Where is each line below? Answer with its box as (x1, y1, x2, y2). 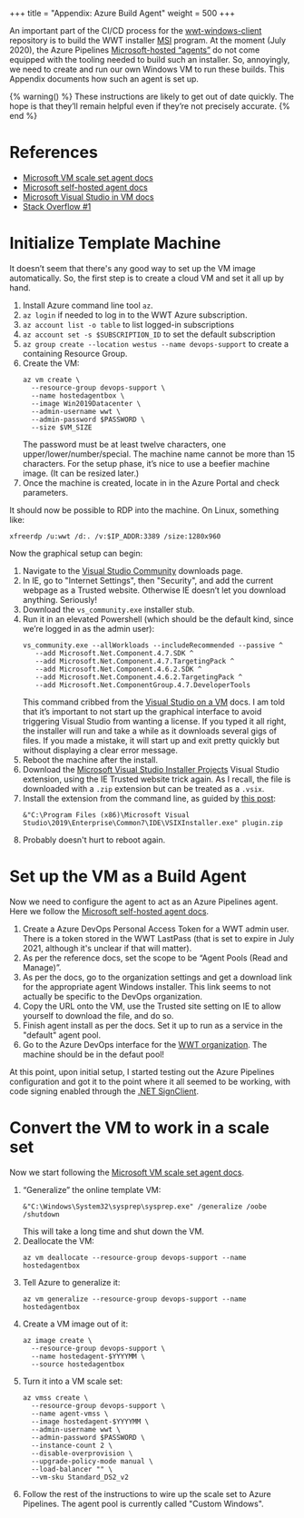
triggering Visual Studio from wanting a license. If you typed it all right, (22, 715, 287, 726)
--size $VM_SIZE (31, 422, 93, 432)
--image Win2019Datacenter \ (31, 399, 142, 408)
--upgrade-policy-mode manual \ (31, 1456, 153, 1465)
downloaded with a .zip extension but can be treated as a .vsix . (22, 783, 265, 793)
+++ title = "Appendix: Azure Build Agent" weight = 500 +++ (9, 8, 236, 18)
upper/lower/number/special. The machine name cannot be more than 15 (22, 448, 296, 459)
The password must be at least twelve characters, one (22, 439, 227, 449)
